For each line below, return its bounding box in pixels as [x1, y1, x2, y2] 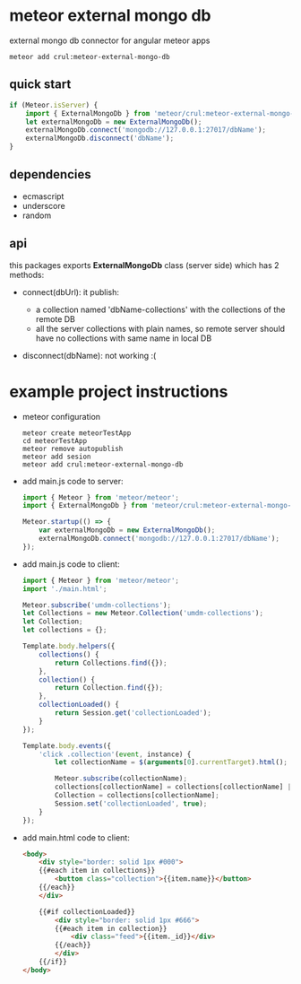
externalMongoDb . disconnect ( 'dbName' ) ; [25, 134, 175, 144]
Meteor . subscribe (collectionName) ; [55, 774, 188, 783]
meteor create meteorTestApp [21, 428, 132, 438]
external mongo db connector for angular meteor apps [9, 35, 211, 46]
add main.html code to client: [21, 832, 130, 843]
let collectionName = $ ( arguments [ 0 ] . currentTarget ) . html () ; [55, 758, 288, 767]
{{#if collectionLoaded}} [39, 907, 136, 916]
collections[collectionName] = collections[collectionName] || [55, 782, 296, 792]
